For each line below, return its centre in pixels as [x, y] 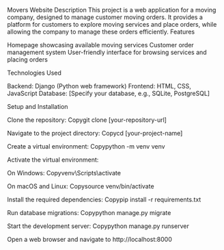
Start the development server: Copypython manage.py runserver [98, 226]
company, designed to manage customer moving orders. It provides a [105, 17]
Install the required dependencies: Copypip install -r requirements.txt [104, 199]
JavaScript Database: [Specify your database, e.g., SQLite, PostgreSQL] [109, 93]
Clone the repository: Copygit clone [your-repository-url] [87, 120]
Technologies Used [34, 73]
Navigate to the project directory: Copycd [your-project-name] [95, 133]
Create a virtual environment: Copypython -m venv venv [86, 146]
